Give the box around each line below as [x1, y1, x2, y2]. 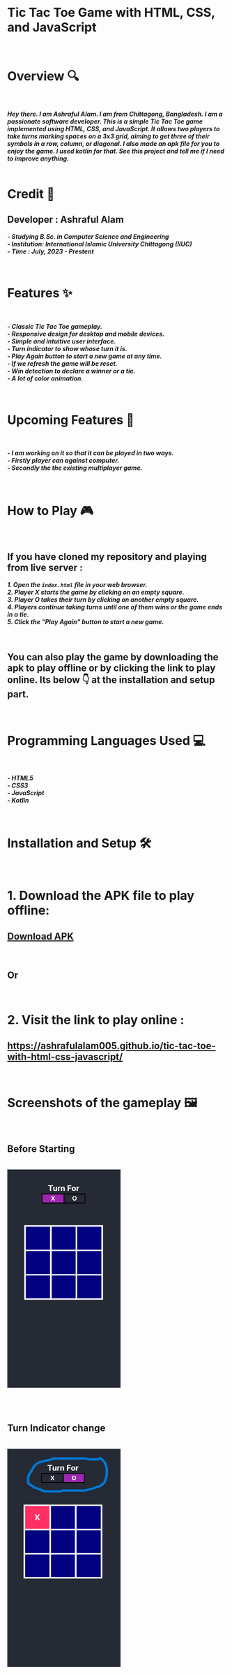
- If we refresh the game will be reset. [7, 359, 118, 367]
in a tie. [7, 610, 29, 619]
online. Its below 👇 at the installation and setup [7, 674, 215, 686]
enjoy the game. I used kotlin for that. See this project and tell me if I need [7, 147, 225, 155]
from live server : [7, 562, 83, 574]
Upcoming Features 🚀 [7, 413, 134, 428]
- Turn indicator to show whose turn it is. [7, 344, 127, 353]
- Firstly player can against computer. [7, 456, 120, 464]
